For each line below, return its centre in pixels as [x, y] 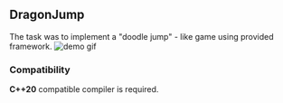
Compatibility [40, 70]
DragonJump [47, 15]
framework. [31, 46]
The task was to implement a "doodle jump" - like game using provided [141, 36]
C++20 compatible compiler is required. [84, 89]
